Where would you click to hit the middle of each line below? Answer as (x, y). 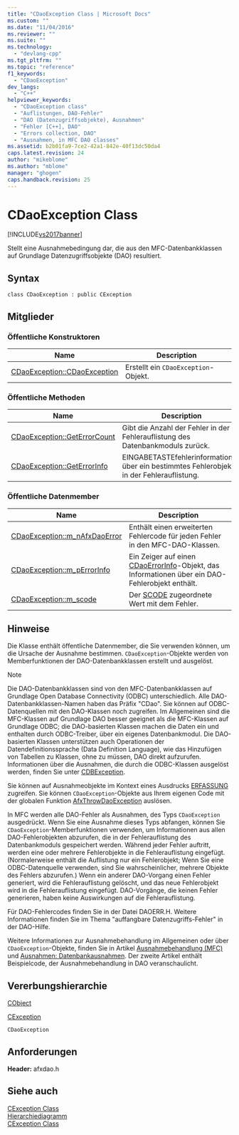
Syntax (23, 278)
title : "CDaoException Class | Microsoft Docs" (79, 14)
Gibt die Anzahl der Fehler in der (176, 428)
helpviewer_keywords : (39, 100)
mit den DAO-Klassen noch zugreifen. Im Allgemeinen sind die (139, 711)
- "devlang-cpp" (38, 54)
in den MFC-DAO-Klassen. (175, 544)
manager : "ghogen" (34, 173)
